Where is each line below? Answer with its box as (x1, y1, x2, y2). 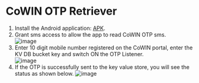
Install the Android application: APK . (14, 24, 105, 32)
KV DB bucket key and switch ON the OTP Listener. (14, 50, 145, 57)
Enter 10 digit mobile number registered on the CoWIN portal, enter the (14, 44, 193, 51)
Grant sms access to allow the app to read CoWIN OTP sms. (14, 31, 167, 38)
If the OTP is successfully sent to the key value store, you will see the (14, 63, 190, 71)
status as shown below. (14, 70, 74, 77)
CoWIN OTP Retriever (6, 4, 118, 18)
